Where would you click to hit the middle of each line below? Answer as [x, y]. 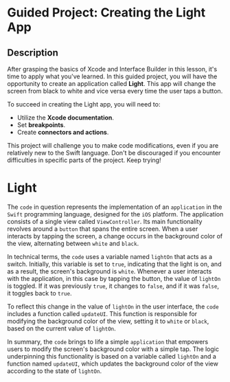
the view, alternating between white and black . [73, 243]
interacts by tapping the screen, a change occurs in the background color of [115, 236]
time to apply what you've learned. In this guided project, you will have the [112, 76]
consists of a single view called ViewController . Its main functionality [105, 221]
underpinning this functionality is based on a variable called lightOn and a [112, 356]
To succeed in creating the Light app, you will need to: [84, 104]
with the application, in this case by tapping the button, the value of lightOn [114, 278]
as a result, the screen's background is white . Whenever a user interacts [110, 271]
